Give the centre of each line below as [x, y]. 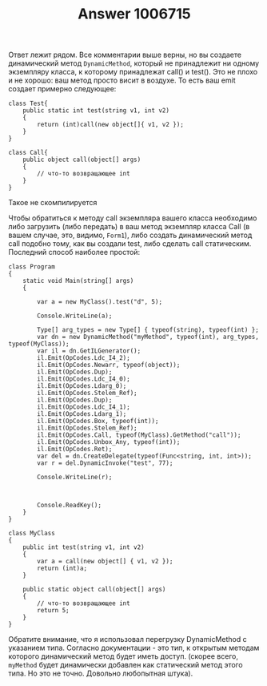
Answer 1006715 [134, 14]
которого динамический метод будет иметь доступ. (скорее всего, [123, 656]
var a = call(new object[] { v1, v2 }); [105, 562]
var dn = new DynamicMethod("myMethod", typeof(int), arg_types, [148, 337]
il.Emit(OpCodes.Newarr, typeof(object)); [109, 365]
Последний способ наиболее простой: [74, 252]
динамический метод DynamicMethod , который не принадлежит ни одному [134, 63]
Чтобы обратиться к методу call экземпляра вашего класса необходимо [133, 218]
